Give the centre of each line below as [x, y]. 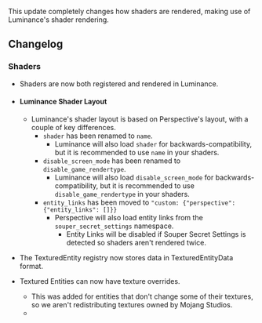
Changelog [36, 44]
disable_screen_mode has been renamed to [112, 161]
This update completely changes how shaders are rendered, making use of [129, 11]
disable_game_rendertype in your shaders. [122, 194]
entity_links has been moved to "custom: [111, 202]
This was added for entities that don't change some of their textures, [142, 296]
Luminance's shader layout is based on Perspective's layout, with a [140, 119]
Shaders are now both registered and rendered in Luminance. [119, 83]
